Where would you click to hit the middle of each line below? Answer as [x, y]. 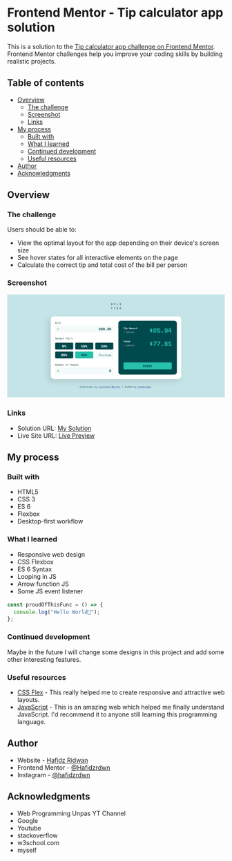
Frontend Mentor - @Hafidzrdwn [64, 767]
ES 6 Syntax [35, 569]
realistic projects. [32, 61]
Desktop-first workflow [50, 521]
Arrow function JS [43, 584]
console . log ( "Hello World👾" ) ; [57, 612]
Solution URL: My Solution [54, 428]
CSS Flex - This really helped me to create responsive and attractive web [121, 692]
